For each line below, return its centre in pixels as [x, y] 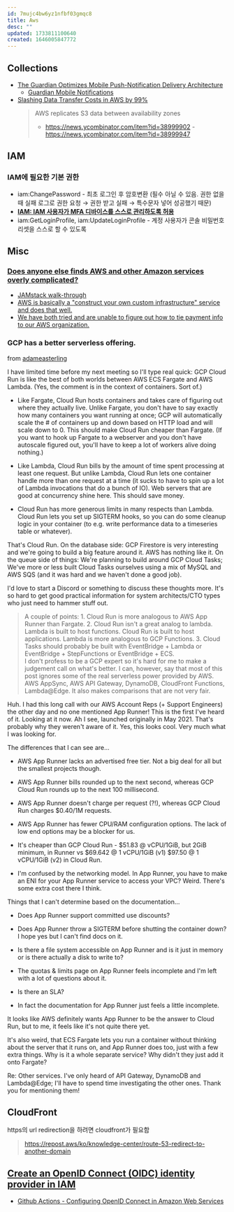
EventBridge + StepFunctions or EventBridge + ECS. [99, 654]
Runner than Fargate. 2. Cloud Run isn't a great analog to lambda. [118, 623]
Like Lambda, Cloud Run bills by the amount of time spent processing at [121, 466]
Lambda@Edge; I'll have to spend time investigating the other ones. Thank [114, 1083]
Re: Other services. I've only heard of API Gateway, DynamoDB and [104, 1075]
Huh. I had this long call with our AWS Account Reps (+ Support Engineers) [115, 704]
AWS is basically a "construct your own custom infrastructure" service [119, 303]
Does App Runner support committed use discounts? [93, 915]
